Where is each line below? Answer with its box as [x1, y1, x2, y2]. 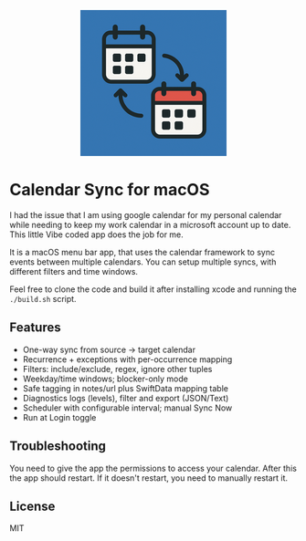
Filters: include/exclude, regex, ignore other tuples [22, 363, 213, 374]
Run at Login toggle [22, 411, 97, 422]
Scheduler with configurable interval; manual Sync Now [22, 402, 233, 413]
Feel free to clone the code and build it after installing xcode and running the [9, 284, 297, 295]
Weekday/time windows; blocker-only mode [22, 373, 189, 384]
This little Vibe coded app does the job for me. [9, 229, 185, 240]
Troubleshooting [9, 439, 107, 454]
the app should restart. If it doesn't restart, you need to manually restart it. [9, 472, 289, 484]
